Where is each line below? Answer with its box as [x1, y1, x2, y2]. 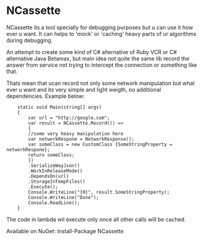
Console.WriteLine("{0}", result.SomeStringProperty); [28, 189, 170, 195]
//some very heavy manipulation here [28, 131, 123, 137]
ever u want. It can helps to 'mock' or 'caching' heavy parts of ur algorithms [6, 30, 196, 37]
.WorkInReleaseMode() [28, 168, 83, 174]
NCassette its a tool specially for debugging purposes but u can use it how [6, 24, 193, 31]
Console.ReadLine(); [28, 200, 80, 206]
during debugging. [6, 36, 53, 44]
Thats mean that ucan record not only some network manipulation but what [6, 80, 195, 87]
